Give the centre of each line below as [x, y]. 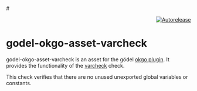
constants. [19, 83]
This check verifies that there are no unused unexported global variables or [97, 77]
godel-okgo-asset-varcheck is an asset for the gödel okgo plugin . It [88, 59]
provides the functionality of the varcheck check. [65, 65]
